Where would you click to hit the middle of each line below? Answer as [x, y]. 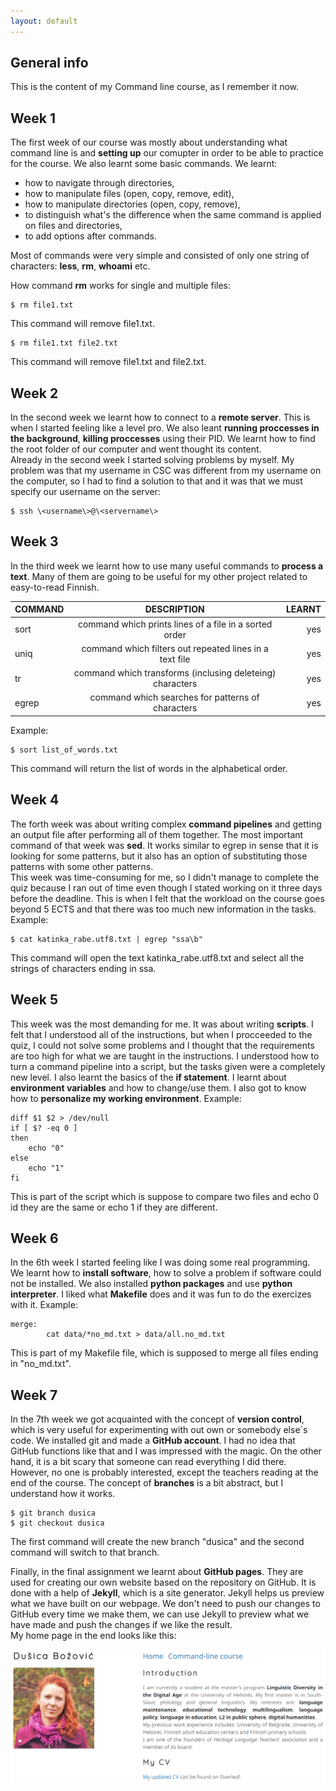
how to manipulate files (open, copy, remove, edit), [129, 194]
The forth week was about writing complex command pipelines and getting [166, 824]
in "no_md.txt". [41, 1364]
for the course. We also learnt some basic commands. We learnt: [144, 164]
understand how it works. [63, 1494]
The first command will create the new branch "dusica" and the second [157, 1542]
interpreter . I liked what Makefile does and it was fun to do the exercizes [161, 1294]
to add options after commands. [90, 236]
